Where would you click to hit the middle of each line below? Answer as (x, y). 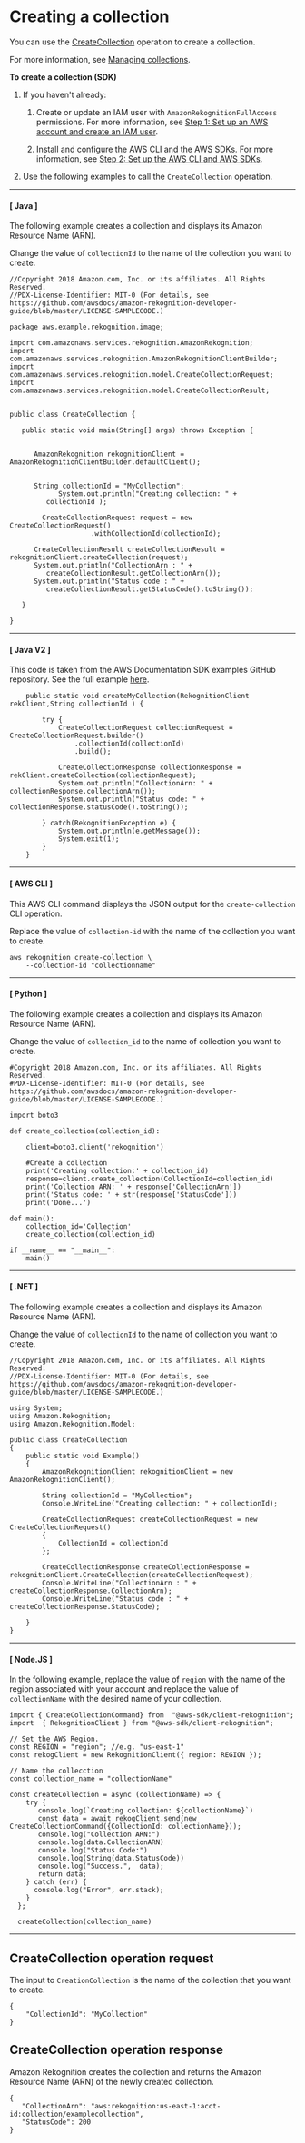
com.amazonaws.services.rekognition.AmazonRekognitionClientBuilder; (144, 359)
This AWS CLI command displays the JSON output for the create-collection (152, 904)
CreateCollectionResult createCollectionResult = (129, 550)
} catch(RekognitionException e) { (109, 824)
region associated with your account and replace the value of (124, 1689)
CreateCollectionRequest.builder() (77, 736)
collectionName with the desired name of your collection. (116, 1699)
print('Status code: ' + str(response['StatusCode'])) (132, 1195)
